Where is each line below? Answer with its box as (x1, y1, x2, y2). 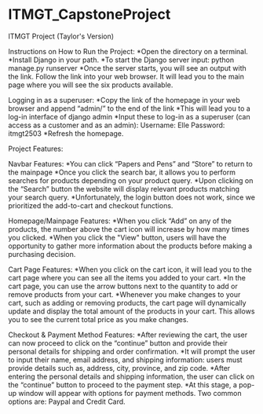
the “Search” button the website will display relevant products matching (8, 184, 240, 193)
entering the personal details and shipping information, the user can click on (8, 372, 255, 381)
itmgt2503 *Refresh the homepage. (8, 128, 124, 138)
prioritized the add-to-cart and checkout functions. (8, 200, 174, 210)
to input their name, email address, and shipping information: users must (8, 355, 243, 365)
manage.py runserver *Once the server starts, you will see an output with (8, 63, 247, 72)
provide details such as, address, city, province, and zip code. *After (8, 363, 231, 372)
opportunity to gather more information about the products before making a (8, 241, 253, 251)
